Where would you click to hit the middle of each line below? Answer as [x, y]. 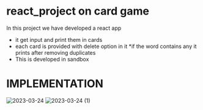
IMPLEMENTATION [55, 84]
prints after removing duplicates [55, 52]
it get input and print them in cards [59, 40]
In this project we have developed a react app [64, 28]
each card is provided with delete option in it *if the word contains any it [106, 46]
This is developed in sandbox [52, 59]
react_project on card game [78, 11]
